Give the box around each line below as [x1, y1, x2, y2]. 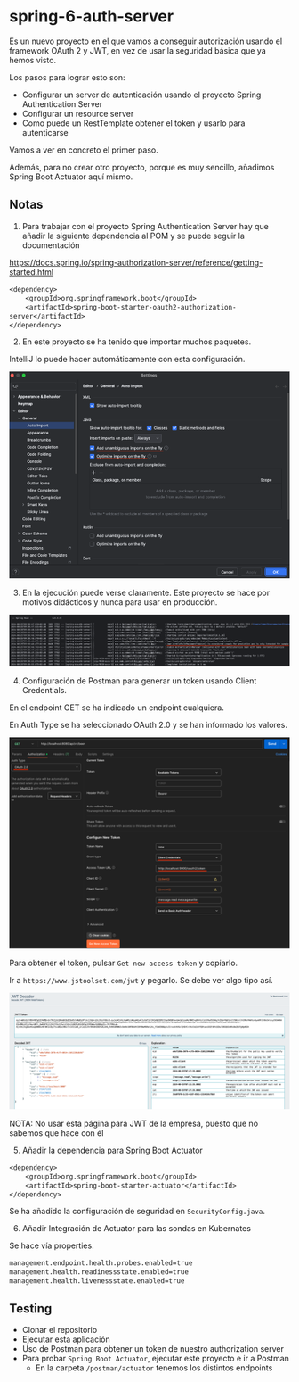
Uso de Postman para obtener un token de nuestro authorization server [21, 1344, 285, 1354]
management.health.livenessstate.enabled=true [9, 1277, 185, 1286]
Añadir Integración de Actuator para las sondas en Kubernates [21, 1223, 252, 1234]
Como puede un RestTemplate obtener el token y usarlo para [21, 118, 246, 128]
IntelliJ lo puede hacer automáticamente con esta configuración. [9, 353, 246, 364]
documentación [21, 239, 80, 251]
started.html [9, 266, 54, 277]
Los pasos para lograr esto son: [9, 71, 126, 82]
